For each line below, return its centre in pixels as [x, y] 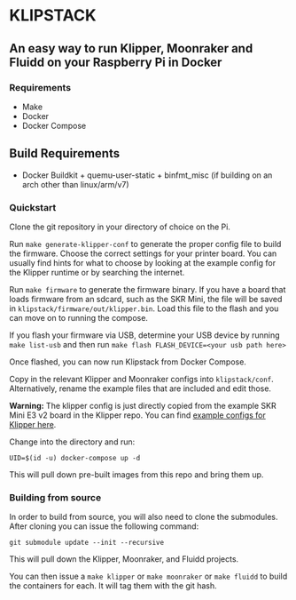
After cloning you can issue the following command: [104, 526]
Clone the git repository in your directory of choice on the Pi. [120, 227]
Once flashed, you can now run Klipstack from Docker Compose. [128, 362]
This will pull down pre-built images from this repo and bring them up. [136, 474]
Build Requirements [65, 153]
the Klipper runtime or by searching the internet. [97, 272]
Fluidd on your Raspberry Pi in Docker [116, 62]
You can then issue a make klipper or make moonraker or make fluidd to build [148, 576]
